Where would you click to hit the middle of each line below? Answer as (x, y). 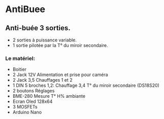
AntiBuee (25, 9)
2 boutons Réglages (34, 91)
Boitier (20, 70)
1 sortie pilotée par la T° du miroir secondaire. (60, 45)
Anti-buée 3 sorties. (38, 28)
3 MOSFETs (25, 107)
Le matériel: (20, 58)
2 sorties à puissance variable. (45, 40)
